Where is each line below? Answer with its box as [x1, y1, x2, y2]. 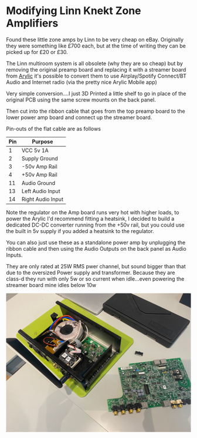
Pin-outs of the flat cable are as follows [6, 125, 101, 132]
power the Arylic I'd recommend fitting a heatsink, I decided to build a [6, 215, 175, 222]
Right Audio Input [21, 196, 63, 203]
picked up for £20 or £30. [6, 48, 69, 55]
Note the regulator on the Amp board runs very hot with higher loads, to [6, 208, 179, 215]
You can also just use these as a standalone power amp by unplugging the [6, 239, 186, 246]
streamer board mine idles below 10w [6, 281, 97, 288]
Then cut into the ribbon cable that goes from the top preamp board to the [6, 107, 186, 114]
